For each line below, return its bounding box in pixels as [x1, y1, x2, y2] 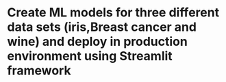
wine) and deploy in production [7, 34, 188, 49]
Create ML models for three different [7, 5, 220, 20]
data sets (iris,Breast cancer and [7, 19, 197, 35]
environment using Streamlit [7, 49, 173, 64]
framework [7, 63, 71, 79]
